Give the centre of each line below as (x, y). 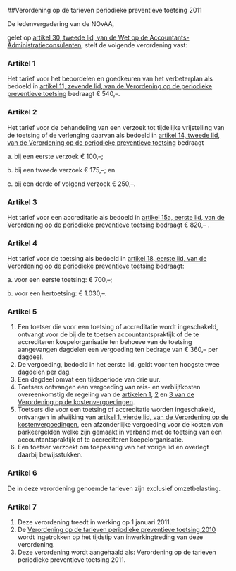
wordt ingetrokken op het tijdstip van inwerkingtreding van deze (110, 537)
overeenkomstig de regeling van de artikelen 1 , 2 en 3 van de (106, 394)
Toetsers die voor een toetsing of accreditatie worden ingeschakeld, (117, 410)
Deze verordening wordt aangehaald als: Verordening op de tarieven (117, 552)
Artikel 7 (22, 507)
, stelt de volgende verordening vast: (134, 45)
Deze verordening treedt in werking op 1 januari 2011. (94, 522)
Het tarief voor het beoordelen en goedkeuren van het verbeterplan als (110, 79)
